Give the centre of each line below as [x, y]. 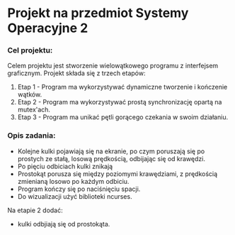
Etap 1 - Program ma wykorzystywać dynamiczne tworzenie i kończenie [122, 87]
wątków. [30, 94]
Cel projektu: [30, 50]
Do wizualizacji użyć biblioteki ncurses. [75, 196]
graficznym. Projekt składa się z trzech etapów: [76, 73]
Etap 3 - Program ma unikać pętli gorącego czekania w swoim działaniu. [123, 117]
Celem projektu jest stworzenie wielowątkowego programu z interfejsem [113, 66]
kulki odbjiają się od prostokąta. [64, 224]
